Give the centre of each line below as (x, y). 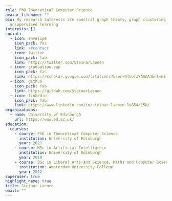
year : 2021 (30, 143)
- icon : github (26, 81)
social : (14, 34)
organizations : (21, 110)
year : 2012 (30, 172)
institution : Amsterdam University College (66, 167)
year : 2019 (30, 158)
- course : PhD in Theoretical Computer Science (66, 133)
